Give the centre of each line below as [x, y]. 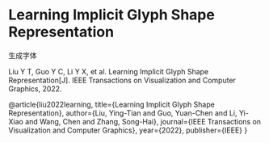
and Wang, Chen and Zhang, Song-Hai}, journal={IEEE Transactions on [143, 121]
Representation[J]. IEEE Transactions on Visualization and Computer [122, 80]
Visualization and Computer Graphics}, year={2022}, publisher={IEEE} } [128, 130]
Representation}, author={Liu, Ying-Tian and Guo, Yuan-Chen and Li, [123, 113]
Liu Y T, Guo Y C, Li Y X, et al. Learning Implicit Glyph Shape [109, 71]
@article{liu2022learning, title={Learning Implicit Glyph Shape [112, 104]
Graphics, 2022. [35, 88]
